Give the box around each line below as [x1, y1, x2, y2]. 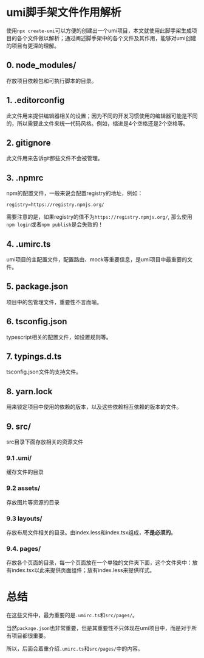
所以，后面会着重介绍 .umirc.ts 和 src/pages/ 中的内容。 [6, 645, 144, 653]
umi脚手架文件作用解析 [6, 5, 121, 19]
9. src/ [6, 421, 32, 431]
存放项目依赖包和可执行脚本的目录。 [6, 77, 97, 84]
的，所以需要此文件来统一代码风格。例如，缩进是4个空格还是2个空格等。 [6, 119, 189, 127]
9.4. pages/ [6, 544, 41, 553]
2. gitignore [6, 138, 51, 148]
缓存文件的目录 [6, 469, 44, 476]
